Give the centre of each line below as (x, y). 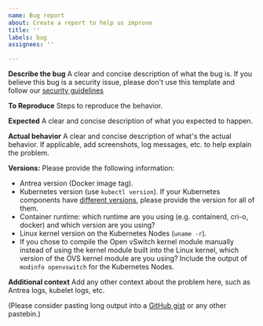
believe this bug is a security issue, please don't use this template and (122, 82)
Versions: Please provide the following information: (91, 168)
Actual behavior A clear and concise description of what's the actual (120, 136)
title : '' (24, 30)
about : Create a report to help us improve (80, 23)
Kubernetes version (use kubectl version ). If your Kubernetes (120, 192)
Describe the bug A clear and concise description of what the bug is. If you (130, 74)
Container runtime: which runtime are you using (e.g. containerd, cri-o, (134, 217)
